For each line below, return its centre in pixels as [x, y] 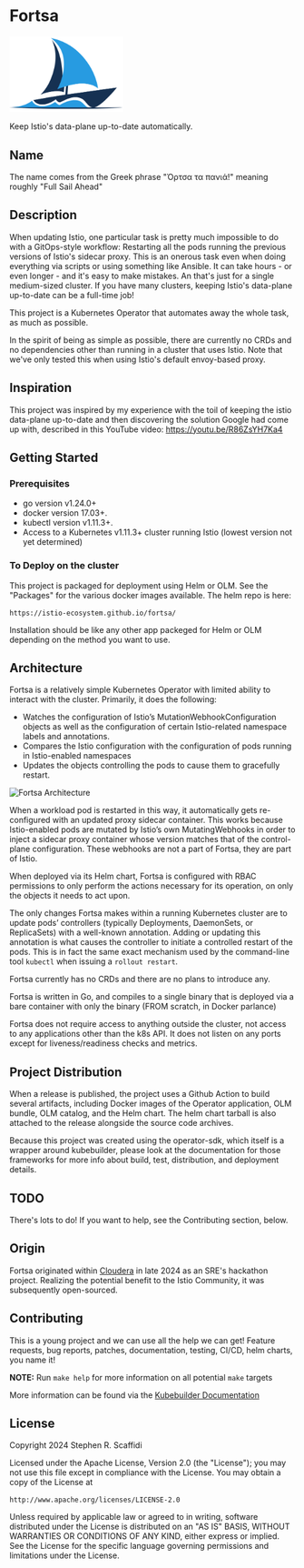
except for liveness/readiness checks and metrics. [103, 1043]
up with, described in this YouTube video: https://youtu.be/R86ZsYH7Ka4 [146, 429]
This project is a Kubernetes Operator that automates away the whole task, [149, 312]
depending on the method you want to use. [90, 639]
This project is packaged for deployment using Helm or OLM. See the [139, 585]
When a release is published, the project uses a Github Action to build [140, 1094]
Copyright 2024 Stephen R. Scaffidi [76, 1445]
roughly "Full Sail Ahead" [56, 186]
